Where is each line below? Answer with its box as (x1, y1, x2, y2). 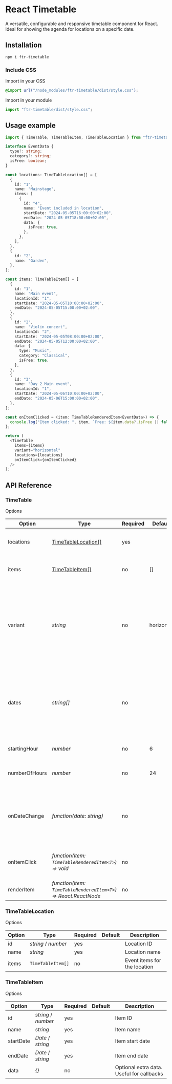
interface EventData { (5, 144, 54, 149)
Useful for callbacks (115, 1070, 163, 1077)
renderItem (8, 886, 35, 893)
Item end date (115, 1052, 148, 1059)
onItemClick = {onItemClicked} (14, 457, 77, 462)
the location (124, 963, 154, 970)
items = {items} (14, 443, 45, 448)
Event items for (124, 957, 161, 964)
